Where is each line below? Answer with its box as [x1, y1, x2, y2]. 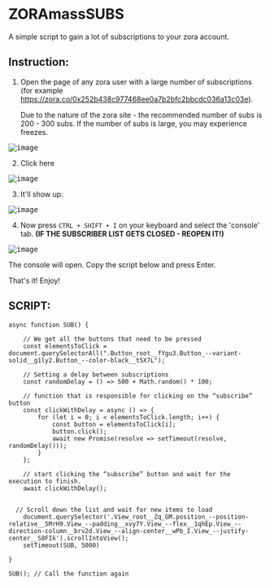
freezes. [20, 127, 49, 137]
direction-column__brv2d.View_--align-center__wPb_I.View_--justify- [8, 527, 250, 535]
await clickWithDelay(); [23, 484, 107, 493]
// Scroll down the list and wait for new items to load [15, 506, 213, 514]
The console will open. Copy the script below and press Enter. [8, 259, 216, 269]
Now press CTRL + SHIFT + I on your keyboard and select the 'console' [20, 220, 260, 230]
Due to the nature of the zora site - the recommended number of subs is [20, 110, 263, 119]
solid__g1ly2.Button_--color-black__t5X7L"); [8, 356, 165, 364]
